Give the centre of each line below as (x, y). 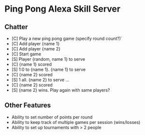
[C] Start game (26, 54)
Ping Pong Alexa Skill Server (63, 9)
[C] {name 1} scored (31, 64)
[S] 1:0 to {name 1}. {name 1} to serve (48, 69)
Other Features (28, 105)
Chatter (16, 27)
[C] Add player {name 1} (36, 44)
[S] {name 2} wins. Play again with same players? (61, 90)
